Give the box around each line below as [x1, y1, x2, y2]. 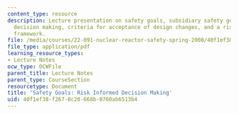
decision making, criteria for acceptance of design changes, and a [13, 23, 220, 30]
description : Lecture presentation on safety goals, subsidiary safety [7, 17, 223, 24]
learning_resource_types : [7, 50, 84, 57]
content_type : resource [7, 10, 78, 18]
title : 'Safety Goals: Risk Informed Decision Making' [7, 89, 173, 96]
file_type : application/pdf [7, 43, 91, 50]
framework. [13, 30, 46, 38]
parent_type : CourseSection [7, 76, 91, 84]
